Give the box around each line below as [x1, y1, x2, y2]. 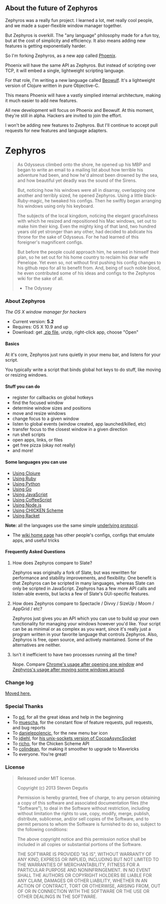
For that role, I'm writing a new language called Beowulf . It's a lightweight [5, 77, 155, 83]
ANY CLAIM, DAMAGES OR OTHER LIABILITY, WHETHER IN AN [17, 878, 148, 884]
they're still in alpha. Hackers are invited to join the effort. [5, 112, 122, 118]
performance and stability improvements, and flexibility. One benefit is [12, 574, 157, 581]
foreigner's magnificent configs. [17, 239, 83, 245]
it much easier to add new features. [5, 97, 78, 103]
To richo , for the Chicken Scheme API [12, 741, 89, 747]
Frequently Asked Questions [5, 549, 66, 555]
